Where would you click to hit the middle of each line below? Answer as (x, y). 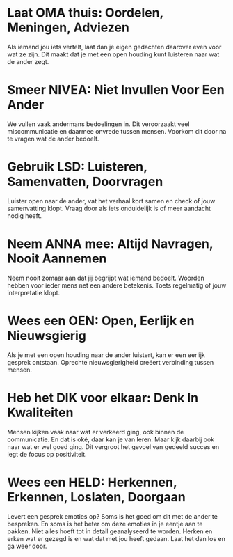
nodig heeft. (25, 215)
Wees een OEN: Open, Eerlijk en (101, 321)
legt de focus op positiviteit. (47, 454)
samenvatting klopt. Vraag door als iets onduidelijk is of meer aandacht (109, 208)
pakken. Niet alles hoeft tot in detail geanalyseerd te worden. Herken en (110, 531)
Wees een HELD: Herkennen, (92, 482)
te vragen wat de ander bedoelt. (53, 139)
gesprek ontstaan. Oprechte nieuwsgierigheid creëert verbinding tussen (111, 362)
